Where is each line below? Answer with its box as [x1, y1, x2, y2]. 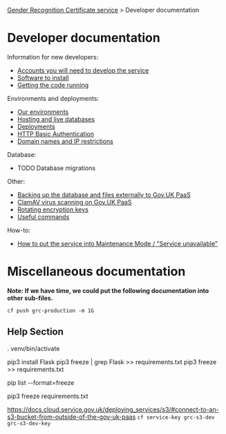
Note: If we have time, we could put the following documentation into [7, 286, 209, 294]
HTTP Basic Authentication [17, 129, 95, 138]
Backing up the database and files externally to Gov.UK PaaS [17, 190, 191, 199]
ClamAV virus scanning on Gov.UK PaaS [17, 198, 132, 206]
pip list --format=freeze [7, 378, 75, 386]
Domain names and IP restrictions [17, 137, 114, 145]
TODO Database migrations [17, 164, 95, 172]
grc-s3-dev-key [7, 419, 51, 427]
